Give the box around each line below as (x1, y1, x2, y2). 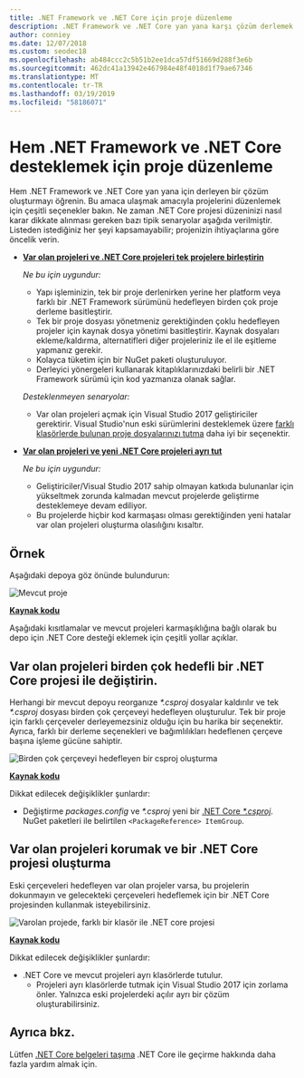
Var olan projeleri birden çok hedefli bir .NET (9, 659, 265, 674)
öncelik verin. (9, 234, 61, 245)
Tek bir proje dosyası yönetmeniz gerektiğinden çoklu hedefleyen (35, 316, 280, 327)
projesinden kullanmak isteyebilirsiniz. (9, 899, 151, 910)
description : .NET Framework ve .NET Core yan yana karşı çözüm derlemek (9, 22, 294, 31)
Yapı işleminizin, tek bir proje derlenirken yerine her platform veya (35, 287, 281, 298)
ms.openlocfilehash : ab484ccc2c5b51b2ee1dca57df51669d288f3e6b (9, 55, 253, 64)
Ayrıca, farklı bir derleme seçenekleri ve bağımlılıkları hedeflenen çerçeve (9, 725, 283, 736)
